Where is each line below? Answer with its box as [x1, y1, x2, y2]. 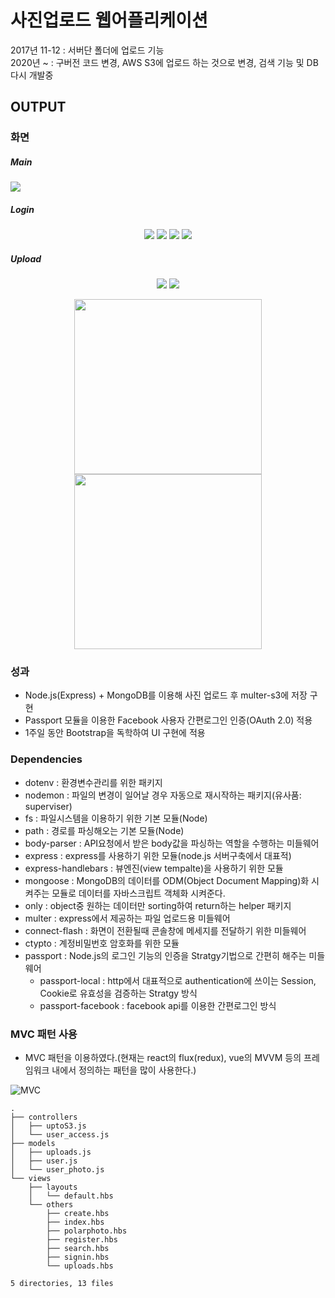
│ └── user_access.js [10, 1130, 110, 1140]
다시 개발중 [10, 69, 54, 81]
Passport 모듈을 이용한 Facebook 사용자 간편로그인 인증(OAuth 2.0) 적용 [24, 714, 313, 726]
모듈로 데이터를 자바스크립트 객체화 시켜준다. [51, 887, 226, 899]
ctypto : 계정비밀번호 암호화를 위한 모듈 [24, 937, 180, 949]
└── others [28, 1200, 74, 1210]
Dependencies [10, 752, 83, 766]
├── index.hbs [46, 1217, 105, 1228]
